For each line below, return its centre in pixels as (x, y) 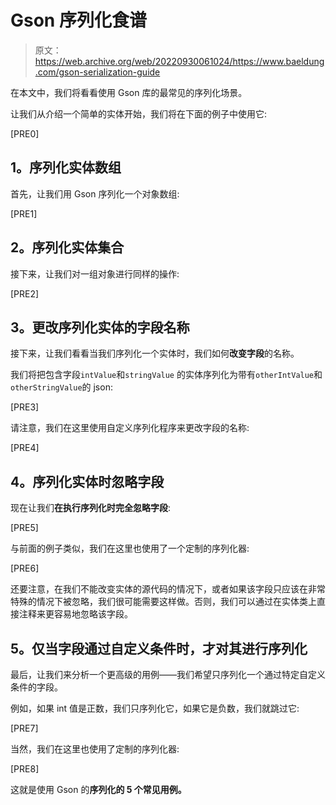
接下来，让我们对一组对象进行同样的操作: (95, 273)
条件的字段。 (36, 687)
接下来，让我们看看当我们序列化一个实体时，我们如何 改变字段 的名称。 (155, 353)
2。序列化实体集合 (67, 247)
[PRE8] (25, 769)
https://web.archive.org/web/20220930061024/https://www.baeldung (179, 61)
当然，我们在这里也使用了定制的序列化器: (95, 749)
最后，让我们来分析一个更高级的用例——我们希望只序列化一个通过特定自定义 (168, 674)
